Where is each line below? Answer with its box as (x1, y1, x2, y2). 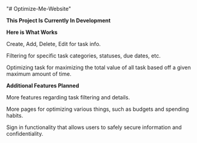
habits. (6, 112, 23, 119)
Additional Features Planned (6, 82, 79, 89)
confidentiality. (6, 130, 44, 137)
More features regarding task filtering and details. (6, 94, 130, 101)
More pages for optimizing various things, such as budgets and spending (6, 105, 189, 113)
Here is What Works (6, 28, 58, 36)
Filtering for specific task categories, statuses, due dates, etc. (6, 52, 161, 59)
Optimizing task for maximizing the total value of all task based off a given (6, 64, 191, 71)
